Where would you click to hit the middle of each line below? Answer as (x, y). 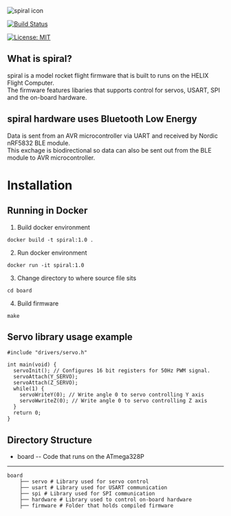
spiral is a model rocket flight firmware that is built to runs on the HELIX (108, 75)
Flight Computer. (31, 83)
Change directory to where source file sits (77, 278)
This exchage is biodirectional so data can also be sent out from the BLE (109, 150)
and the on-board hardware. (47, 97)
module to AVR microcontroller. (51, 158)
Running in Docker (47, 211)
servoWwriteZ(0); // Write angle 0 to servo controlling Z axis (113, 401)
